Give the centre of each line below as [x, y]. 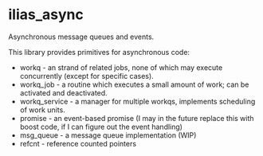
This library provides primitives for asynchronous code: [99, 52]
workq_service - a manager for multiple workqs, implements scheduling [137, 101]
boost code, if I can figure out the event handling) [101, 127]
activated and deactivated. [63, 92]
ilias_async [46, 15]
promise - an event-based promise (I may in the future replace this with [137, 118]
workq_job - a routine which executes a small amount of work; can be [134, 84]
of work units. [42, 110]
